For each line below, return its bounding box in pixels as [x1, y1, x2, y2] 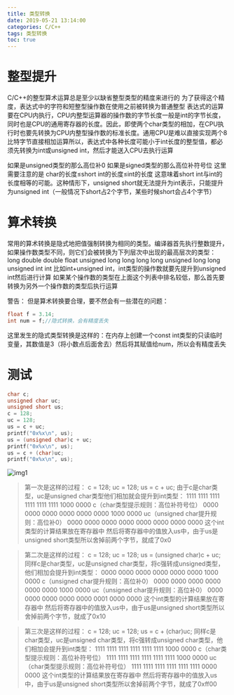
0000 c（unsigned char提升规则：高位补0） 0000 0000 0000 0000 [24, 577, 221, 585]
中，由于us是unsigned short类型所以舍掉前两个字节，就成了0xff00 [24, 680, 217, 689]
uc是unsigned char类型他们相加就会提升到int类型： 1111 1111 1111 [36, 492, 220, 500]
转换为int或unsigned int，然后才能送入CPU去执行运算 [19, 146, 174, 155]
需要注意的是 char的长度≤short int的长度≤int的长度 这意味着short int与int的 [7, 170, 223, 178]
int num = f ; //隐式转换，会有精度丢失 [7, 317, 109, 324]
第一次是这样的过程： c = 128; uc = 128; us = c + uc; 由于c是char [24, 483, 212, 492]
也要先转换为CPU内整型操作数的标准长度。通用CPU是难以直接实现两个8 [19, 129, 228, 137]
